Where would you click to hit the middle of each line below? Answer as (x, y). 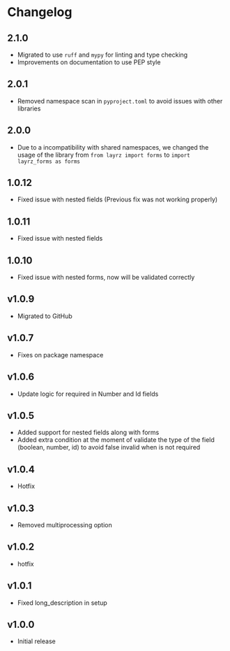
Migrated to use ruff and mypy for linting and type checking (102, 55)
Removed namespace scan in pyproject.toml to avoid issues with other (120, 101)
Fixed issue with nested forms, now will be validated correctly (106, 278)
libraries (29, 108)
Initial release (36, 641)
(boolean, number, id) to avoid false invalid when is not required (109, 448)
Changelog (40, 12)
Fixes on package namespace (60, 355)
